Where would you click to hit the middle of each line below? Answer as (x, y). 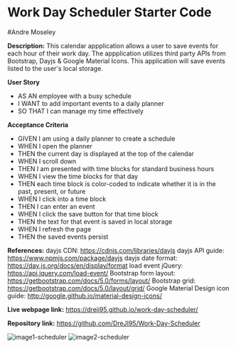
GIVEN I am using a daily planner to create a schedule (96, 138)
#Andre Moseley (32, 32)
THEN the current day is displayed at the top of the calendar (106, 153)
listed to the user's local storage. (55, 68)
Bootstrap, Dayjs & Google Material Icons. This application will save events (116, 60)
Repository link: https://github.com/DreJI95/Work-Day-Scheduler (104, 323)
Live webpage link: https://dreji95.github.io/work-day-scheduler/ (103, 309)
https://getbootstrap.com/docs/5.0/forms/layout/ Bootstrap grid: (102, 281)
